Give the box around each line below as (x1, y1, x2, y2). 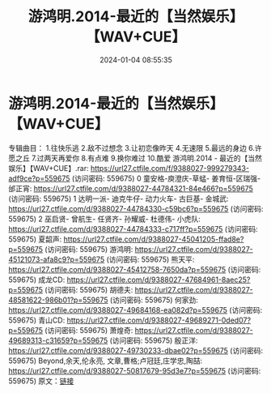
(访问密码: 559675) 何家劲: (109, 295, 198, 305)
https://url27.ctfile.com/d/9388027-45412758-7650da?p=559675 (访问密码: (8, 264, 261, 274)
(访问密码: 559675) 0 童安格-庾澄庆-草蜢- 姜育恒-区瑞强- (71, 173, 261, 183)
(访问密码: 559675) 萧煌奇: (44, 325, 133, 335)
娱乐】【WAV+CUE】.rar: (8, 163, 89, 173)
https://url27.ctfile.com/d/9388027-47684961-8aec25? (66, 275, 251, 284)
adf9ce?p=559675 (8, 173, 70, 183)
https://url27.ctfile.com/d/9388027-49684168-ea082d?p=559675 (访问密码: (8, 305, 263, 314)
